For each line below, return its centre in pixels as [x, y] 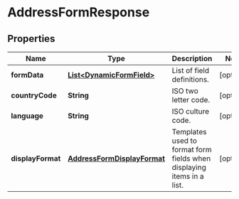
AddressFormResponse [79, 12]
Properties [31, 39]
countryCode [34, 95]
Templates [189, 132]
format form [192, 150]
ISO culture [191, 111]
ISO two [185, 91]
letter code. [191, 100]
